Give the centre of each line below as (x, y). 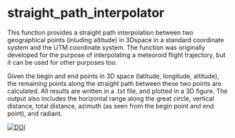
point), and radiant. (35, 113)
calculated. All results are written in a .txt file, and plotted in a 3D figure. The (118, 91)
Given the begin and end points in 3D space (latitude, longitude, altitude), (113, 76)
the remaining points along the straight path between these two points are (114, 83)
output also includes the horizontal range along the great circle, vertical (111, 98)
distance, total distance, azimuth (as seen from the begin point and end (111, 106)
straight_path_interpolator (86, 13)
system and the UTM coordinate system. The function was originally (106, 47)
